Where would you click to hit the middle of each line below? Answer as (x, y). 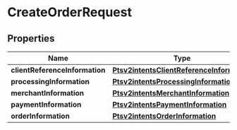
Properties (31, 39)
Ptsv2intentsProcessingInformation (174, 82)
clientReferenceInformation (58, 70)
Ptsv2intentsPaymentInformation (170, 105)
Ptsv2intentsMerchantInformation (171, 93)
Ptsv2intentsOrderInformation (164, 116)
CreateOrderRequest (70, 12)
